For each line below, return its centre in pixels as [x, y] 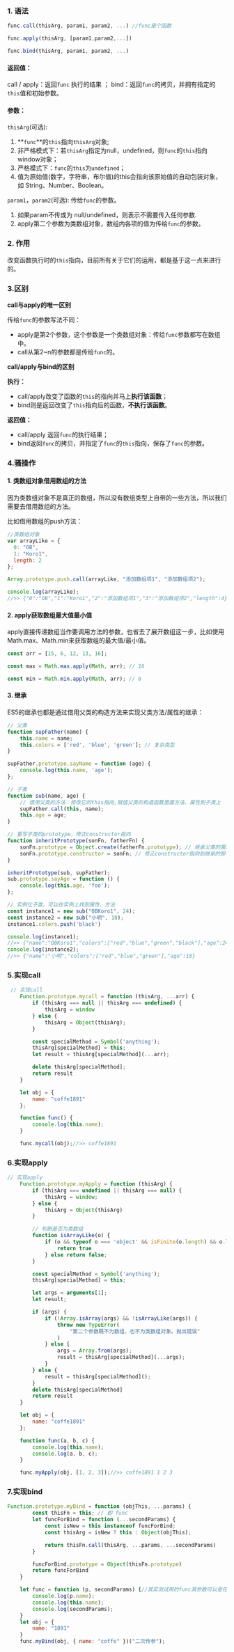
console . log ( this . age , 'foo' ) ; [65, 886]
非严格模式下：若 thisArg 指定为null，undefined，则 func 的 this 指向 [112, 150]
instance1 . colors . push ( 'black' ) [54, 924]
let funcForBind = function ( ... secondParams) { [104, 1520]
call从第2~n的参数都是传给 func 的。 [68, 352]
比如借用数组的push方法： [45, 521]
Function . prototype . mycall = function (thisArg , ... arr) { [107, 997]
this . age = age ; [44, 815]
